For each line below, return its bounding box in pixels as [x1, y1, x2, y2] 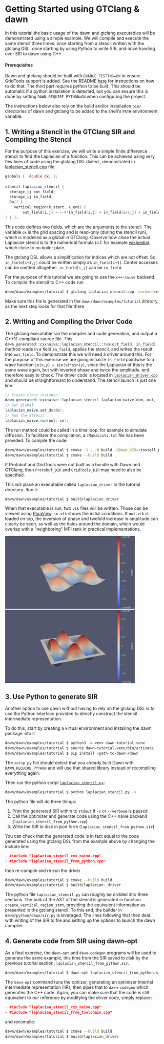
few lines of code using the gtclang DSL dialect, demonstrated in [5, 158, 135, 164]
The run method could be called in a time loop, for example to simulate [5, 427, 147, 433]
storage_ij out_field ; [9, 189, 56, 194]
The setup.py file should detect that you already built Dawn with [5, 760, 134, 765]
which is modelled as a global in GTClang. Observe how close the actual [5, 234, 150, 240]
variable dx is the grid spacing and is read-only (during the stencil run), [5, 229, 148, 235]
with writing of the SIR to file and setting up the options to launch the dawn [5, 917, 155, 923]
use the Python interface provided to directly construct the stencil [5, 711, 138, 717]
